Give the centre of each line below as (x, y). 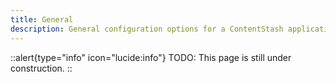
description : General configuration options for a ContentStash (147, 29)
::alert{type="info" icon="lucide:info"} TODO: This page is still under (151, 57)
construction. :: (41, 68)
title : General (42, 19)
